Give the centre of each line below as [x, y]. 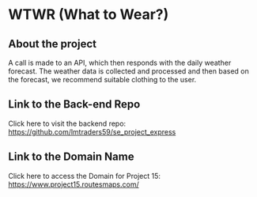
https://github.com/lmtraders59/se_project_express [92, 131]
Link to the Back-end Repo [74, 104]
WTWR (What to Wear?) [89, 15]
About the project [53, 44]
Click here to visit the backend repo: [67, 123]
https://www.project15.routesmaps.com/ [74, 184]
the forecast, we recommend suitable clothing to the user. [102, 80]
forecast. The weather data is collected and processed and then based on [128, 71]
